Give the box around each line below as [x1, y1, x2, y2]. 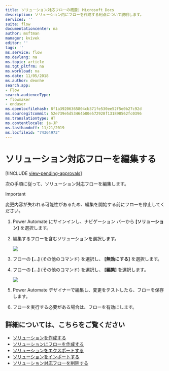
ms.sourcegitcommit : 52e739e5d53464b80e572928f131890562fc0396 [5, 111, 142, 117]
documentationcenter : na [5, 26, 58, 31]
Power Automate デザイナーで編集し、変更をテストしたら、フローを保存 [12, 287, 164, 293]
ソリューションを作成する [12, 335, 66, 341]
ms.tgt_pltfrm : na [5, 64, 44, 69]
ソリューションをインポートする [12, 354, 80, 360]
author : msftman [5, 31, 40, 36]
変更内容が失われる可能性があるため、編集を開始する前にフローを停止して [5, 201, 161, 208]
